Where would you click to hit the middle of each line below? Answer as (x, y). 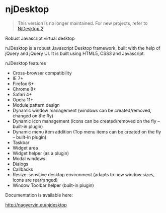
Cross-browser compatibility (42, 73)
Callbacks (23, 169)
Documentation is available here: (39, 195)
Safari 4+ (22, 94)
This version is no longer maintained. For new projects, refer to (82, 23)
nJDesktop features (26, 63)
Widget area (25, 148)
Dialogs (20, 164)
